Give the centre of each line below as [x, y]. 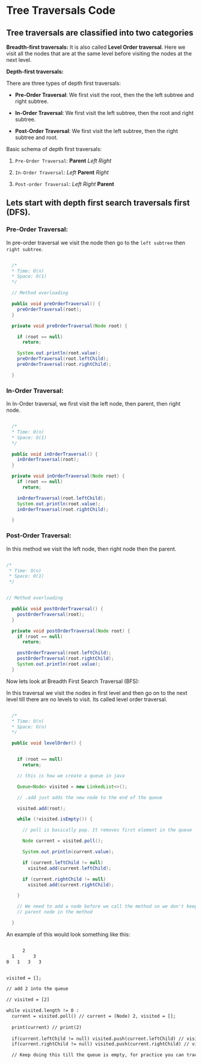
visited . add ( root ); [41, 808]
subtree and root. [36, 137]
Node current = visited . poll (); [63, 841]
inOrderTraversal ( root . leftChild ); [62, 498]
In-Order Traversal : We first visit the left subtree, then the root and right [104, 113]
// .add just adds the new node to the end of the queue [90, 797]
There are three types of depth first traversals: [64, 83]
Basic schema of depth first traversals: [54, 149]
